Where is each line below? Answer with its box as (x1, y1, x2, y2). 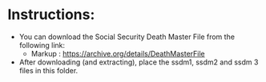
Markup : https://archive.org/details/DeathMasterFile (30, 49, 205, 58)
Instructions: (7, 6, 95, 24)
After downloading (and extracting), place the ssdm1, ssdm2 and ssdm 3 (18, 57, 259, 67)
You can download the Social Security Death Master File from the (18, 32, 236, 41)
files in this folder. (18, 65, 79, 75)
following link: (18, 40, 66, 49)
